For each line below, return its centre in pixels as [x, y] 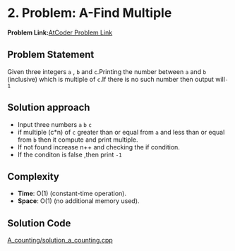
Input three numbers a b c [54, 124]
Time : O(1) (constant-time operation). [72, 194]
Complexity [34, 177]
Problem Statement [51, 55]
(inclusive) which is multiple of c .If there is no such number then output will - [118, 79]
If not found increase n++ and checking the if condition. [98, 147]
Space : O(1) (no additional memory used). [78, 201]
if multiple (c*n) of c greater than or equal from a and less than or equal [121, 132]
